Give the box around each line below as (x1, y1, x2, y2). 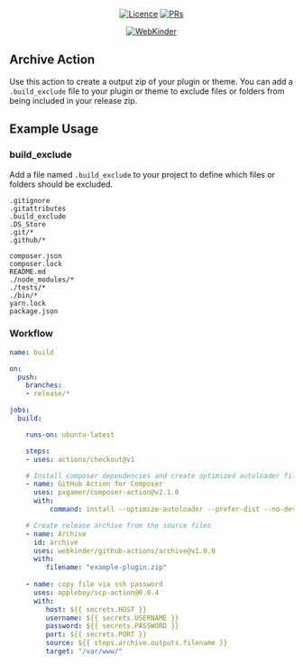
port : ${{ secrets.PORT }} (45, 630, 147, 640)
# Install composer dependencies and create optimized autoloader (25, 471, 280, 480)
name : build (9, 347, 54, 356)
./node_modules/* (9, 275, 75, 284)
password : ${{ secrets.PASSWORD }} (45, 622, 179, 631)
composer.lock (9, 259, 63, 268)
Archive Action (9, 52, 96, 68)
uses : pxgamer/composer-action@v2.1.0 (32, 488, 179, 497)
